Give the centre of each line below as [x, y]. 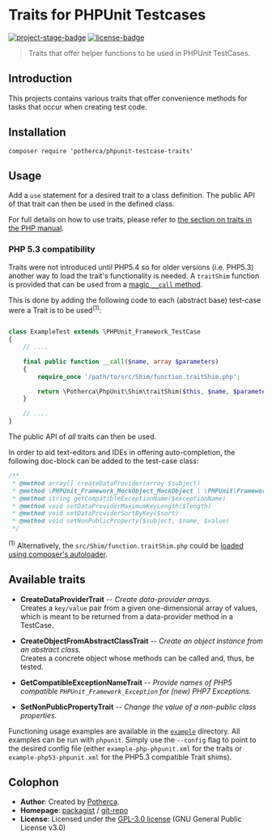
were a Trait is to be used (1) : [55, 309]
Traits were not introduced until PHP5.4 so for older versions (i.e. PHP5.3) [131, 267]
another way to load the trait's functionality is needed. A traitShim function [134, 275]
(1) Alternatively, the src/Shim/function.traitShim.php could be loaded [126, 545]
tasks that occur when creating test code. [78, 106]
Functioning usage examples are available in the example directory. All [124, 731]
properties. [38, 715]
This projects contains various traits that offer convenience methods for [128, 98]
